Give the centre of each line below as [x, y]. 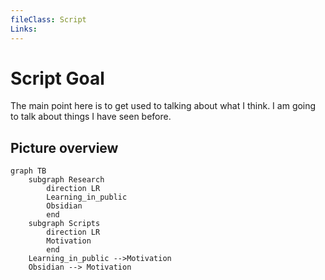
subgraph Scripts [64, 224]
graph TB [28, 171]
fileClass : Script [48, 19]
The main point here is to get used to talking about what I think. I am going [163, 106]
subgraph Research [66, 180]
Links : [24, 29]
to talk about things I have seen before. [91, 117]
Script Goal [57, 78]
